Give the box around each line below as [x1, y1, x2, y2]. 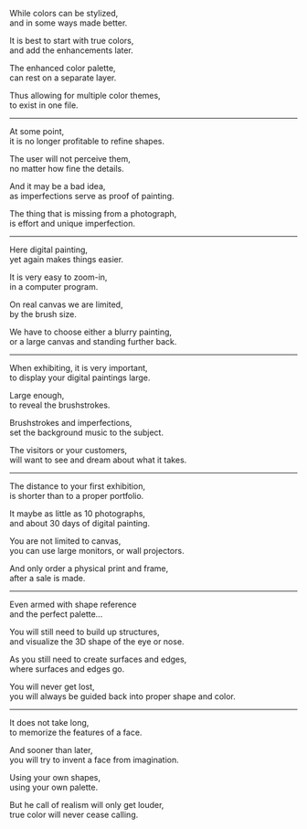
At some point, [9, 126, 65, 136]
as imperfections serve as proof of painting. [9, 191, 175, 201]
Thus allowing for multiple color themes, [9, 90, 162, 101]
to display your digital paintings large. [9, 372, 151, 383]
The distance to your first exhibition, [9, 481, 146, 492]
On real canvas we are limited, [9, 299, 123, 310]
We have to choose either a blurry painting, [9, 326, 172, 337]
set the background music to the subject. [9, 427, 164, 438]
